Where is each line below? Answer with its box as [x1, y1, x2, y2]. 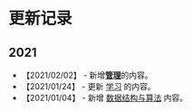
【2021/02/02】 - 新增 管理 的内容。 [21, 69, 153, 80]
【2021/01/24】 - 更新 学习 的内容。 [21, 81, 156, 91]
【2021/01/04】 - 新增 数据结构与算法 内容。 [21, 92, 188, 103]
